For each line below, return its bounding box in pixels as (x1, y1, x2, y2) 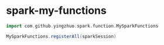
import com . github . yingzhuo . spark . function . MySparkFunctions (6, 23, 159, 29)
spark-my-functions (6, 4, 107, 17)
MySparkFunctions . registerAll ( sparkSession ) (6, 33, 117, 39)
